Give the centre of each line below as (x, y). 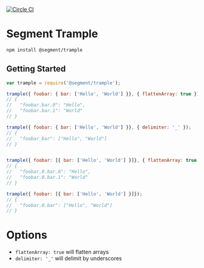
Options (27, 235)
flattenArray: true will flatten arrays (62, 252)
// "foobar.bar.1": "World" (45, 111)
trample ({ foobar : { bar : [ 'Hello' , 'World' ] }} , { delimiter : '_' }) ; (99, 127)
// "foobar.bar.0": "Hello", (46, 105)
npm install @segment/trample (45, 50)
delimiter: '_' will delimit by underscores (69, 258)
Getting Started (36, 69)
